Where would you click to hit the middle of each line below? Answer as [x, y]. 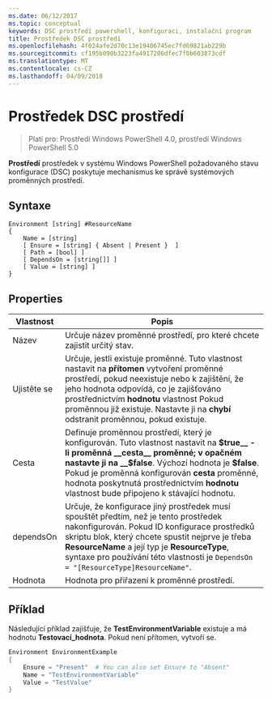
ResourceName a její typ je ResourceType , [147, 547]
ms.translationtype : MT [49, 62]
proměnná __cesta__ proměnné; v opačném [157, 453]
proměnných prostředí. [47, 180]
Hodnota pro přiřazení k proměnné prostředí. [149, 580]
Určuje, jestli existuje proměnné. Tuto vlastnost [153, 359]
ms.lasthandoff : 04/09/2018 [56, 76]
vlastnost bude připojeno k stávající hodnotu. [150, 494]
